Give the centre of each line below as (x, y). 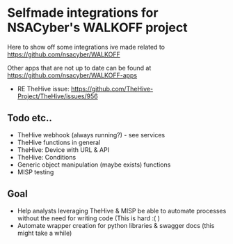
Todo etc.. (30, 118)
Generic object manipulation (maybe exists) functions (94, 165)
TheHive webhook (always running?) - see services (91, 135)
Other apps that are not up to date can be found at (79, 68)
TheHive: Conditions (47, 157)
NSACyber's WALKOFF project (97, 28)
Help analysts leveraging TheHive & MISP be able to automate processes (122, 211)
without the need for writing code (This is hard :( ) (88, 218)
